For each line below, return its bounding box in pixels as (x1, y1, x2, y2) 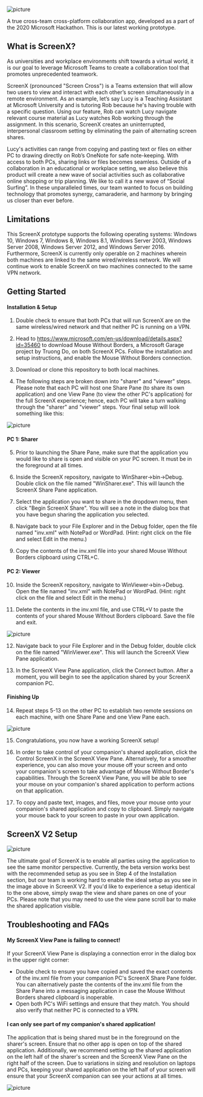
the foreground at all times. (15, 462, 83, 469)
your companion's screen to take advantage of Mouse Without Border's (15, 768, 195, 775)
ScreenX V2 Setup (7, 829, 78, 840)
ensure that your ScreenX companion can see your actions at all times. (7, 1072, 183, 1080)
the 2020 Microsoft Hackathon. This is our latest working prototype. (7, 24, 176, 31)
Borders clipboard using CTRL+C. (15, 554, 99, 561)
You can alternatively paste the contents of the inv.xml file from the (15, 981, 183, 988)
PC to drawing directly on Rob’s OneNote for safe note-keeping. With (7, 151, 179, 159)
